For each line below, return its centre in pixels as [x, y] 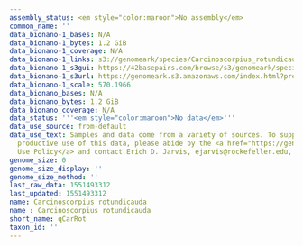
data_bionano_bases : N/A [56, 93]
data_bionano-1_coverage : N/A [66, 51]
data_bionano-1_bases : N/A [60, 34]
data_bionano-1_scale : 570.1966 [70, 85]
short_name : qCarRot [48, 219]
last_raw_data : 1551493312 [60, 186]
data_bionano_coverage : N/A [62, 110]
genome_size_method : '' [54, 177]
